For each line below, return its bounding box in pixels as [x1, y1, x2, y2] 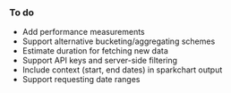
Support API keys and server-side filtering [21, 55, 177, 66]
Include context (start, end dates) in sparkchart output [21, 64, 223, 75]
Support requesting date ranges [21, 74, 141, 85]
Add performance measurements [21, 27, 145, 38]
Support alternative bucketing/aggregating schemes [21, 36, 216, 46]
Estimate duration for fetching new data [21, 46, 168, 56]
